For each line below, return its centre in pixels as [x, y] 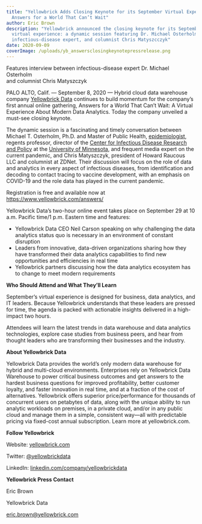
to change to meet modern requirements [65, 273]
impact [15, 316]
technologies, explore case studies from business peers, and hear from [95, 334]
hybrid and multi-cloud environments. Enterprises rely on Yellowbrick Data [98, 370]
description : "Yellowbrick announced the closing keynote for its [91, 29]
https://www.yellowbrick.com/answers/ [55, 199]
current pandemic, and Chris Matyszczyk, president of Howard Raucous [96, 155]
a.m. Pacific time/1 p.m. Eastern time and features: [69, 217]
